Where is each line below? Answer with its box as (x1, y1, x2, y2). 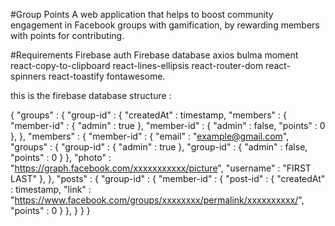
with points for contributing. (10, 30, 125, 41)
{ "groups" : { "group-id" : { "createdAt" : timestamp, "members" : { (10, 109, 287, 121)
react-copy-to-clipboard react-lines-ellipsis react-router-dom (10, 60, 264, 71)
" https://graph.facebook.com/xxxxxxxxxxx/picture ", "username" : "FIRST (10, 162, 312, 174)
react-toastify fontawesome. (48, 70, 166, 82)
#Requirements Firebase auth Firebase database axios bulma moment (10, 49, 299, 61)
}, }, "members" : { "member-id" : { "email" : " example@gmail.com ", (10, 130, 290, 142)
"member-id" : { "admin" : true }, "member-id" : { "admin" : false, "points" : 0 (10, 120, 326, 131)
